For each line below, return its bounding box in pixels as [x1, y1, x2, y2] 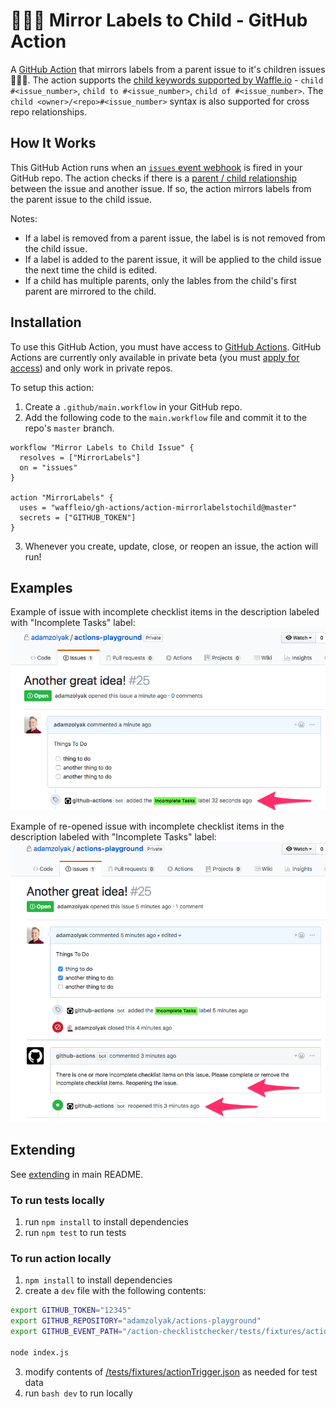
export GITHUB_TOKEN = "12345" [10, 1305, 132, 1316]
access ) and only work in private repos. [10, 362, 173, 374]
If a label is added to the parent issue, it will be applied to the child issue [24, 253, 322, 265]
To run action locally [10, 1252, 112, 1265]
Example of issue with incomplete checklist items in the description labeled [10, 606, 320, 618]
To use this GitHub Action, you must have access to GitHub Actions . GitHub [10, 340, 322, 353]
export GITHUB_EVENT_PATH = [10, 1327, 123, 1337]
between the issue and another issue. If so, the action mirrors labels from [10, 182, 312, 194]
